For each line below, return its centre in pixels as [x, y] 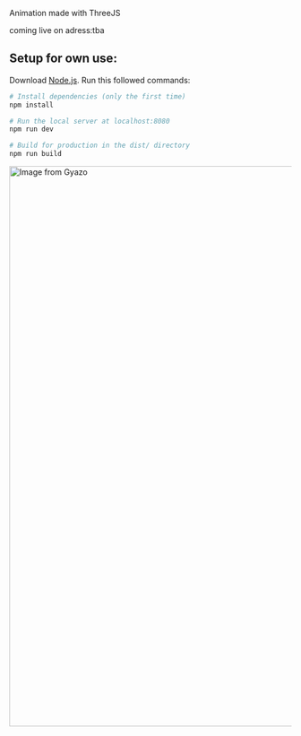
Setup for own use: [64, 59]
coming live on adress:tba [57, 30]
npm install [31, 105]
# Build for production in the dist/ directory [100, 146]
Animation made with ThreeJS [65, 13]
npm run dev [31, 129]
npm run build [36, 154]
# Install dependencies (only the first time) [98, 96]
